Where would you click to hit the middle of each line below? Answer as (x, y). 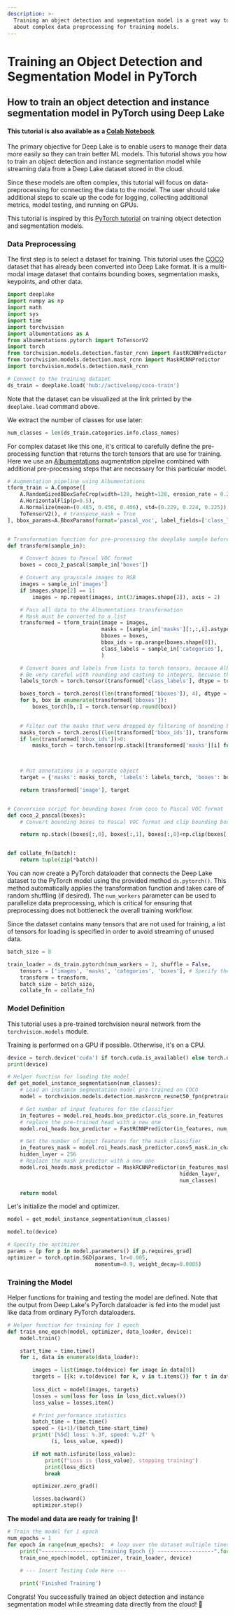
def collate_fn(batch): (42, 853)
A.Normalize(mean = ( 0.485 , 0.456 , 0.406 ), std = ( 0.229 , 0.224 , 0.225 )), (125, 508)
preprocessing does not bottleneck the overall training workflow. (100, 911)
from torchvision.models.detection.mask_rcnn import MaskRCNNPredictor (114, 360)
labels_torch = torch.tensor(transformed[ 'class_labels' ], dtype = (120, 681)
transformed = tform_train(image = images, (84, 623)
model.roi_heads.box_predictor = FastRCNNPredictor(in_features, (117, 1129)
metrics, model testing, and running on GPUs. (73, 205)
